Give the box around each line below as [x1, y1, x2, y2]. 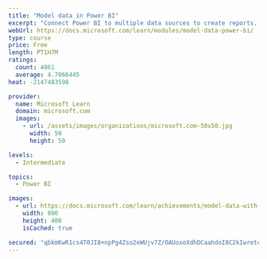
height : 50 [29, 137, 66, 145]
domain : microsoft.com [15, 107, 91, 115]
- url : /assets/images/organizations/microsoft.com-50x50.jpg [22, 122, 233, 130]
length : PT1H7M [8, 48, 59, 56]
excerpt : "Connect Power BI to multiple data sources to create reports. [8, 19, 258, 27]
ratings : [8, 56, 37, 64]
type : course [8, 33, 52, 42]
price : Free [8, 41, 48, 49]
